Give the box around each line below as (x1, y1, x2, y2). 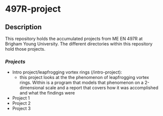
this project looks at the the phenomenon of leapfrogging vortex (19, 75, 149, 80)
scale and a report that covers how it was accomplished (45, 85, 159, 91)
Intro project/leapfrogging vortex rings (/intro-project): (12, 69, 122, 75)
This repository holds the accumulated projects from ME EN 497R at (5, 36, 143, 41)
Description (5, 23, 42, 31)
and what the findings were (19, 90, 75, 96)
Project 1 (12, 95, 30, 101)
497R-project (5, 3, 61, 15)
